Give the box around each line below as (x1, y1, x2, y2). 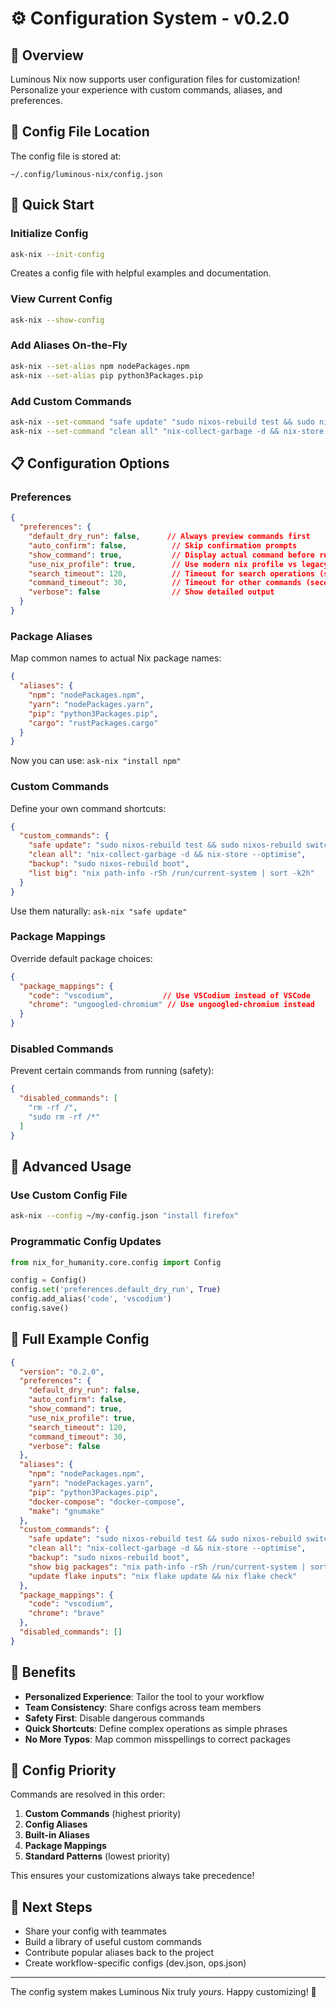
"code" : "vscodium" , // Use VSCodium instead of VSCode (28, 990, 311, 1001)
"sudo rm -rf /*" (28, 1112, 101, 1122)
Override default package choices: (10, 952, 153, 964)
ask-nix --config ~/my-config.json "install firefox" (10, 1211, 240, 1221)
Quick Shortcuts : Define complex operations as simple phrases (24, 1722, 288, 1734)
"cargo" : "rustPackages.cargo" (28, 718, 159, 728)
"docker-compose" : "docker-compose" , (28, 1497, 186, 1507)
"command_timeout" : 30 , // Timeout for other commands (28, 578, 302, 588)
